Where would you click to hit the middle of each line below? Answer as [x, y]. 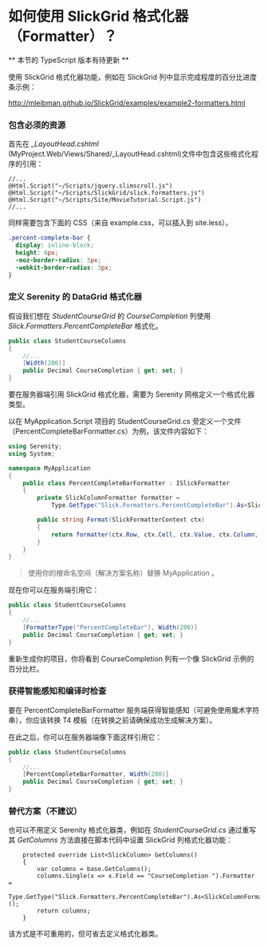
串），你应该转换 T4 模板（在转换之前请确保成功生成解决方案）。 [112, 720]
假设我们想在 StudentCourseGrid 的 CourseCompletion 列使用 [110, 315]
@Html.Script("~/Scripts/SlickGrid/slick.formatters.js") [106, 193]
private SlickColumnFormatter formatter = [108, 498]
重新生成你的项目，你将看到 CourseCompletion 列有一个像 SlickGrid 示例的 [131, 659]
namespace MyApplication [49, 468]
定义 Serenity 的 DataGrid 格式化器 [75, 297]
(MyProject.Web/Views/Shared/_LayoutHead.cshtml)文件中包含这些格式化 [130, 154]
